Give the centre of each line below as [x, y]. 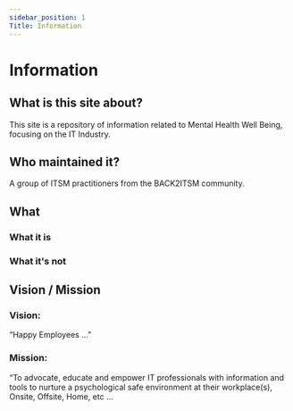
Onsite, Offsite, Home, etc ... [61, 396]
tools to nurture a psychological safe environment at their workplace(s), [141, 387]
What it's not [38, 261]
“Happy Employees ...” [50, 335]
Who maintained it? [65, 162]
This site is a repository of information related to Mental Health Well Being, [146, 124]
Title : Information [46, 26]
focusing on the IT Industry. [60, 134]
